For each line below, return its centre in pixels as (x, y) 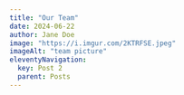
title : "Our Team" (44, 18)
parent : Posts (44, 77)
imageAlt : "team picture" (58, 52)
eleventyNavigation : (48, 60)
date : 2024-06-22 (42, 26)
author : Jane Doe (42, 34)
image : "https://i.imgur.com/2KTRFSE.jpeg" (93, 43)
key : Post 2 (40, 69)
